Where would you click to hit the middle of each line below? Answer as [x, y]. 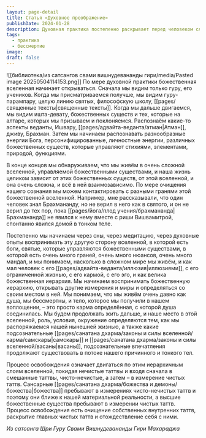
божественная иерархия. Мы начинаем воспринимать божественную [98, 281]
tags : [13, 35]
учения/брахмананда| [146, 210]
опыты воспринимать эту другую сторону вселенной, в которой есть [97, 242]
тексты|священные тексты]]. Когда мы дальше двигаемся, [115, 107]
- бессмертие [29, 47]
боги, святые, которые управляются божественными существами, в [96, 248]
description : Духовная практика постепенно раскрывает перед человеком [100, 29]
